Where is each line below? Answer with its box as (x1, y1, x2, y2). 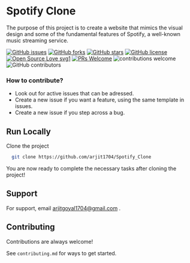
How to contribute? (6, 76, 64, 85)
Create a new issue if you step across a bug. (14, 109, 125, 116)
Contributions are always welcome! (6, 238, 94, 245)
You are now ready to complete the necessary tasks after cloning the (6, 165, 177, 172)
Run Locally (6, 126, 51, 136)
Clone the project (6, 142, 49, 150)
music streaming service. (6, 37, 69, 44)
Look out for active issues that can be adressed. (14, 90, 134, 97)
